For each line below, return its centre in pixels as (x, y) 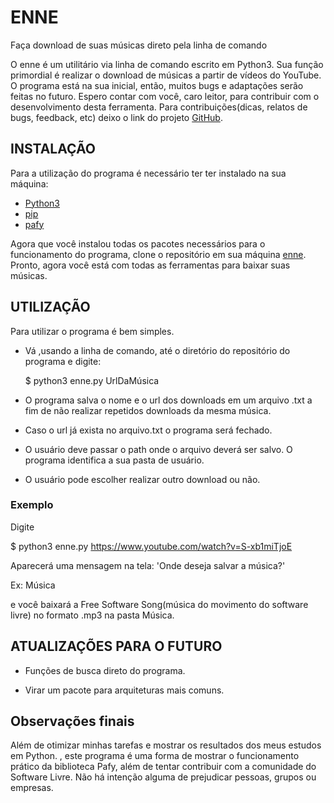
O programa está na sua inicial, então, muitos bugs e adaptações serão (157, 85)
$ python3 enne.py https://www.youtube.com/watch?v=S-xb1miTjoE (151, 546)
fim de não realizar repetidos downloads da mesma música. (148, 410)
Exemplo (32, 505)
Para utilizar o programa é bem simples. (92, 331)
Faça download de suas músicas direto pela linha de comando (139, 45)
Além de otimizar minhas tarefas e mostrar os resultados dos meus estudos (166, 745)
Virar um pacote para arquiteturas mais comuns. (124, 690)
